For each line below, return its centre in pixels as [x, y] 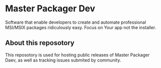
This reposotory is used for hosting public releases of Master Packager [77, 55]
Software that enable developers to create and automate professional [76, 22]
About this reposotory [40, 43]
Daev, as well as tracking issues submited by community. [63, 60]
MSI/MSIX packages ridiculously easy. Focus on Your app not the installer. [81, 27]
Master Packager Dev [50, 9]
